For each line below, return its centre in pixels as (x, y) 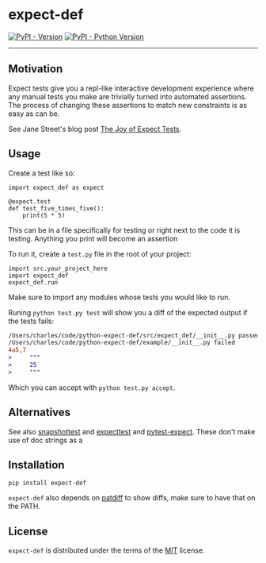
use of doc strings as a (46, 440)
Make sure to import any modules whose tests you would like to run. (120, 297)
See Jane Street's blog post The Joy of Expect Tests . (95, 129)
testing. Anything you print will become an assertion (93, 238)
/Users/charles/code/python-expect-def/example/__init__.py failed (122, 343)
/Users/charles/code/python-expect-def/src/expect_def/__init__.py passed (134, 335)
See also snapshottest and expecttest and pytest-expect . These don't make (132, 431)
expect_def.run (33, 282)
